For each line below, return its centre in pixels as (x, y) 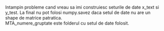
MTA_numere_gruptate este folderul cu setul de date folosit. (67, 23)
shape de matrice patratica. (34, 18)
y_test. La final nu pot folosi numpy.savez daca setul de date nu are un (78, 12)
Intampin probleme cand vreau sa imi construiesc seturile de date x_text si (82, 7)
